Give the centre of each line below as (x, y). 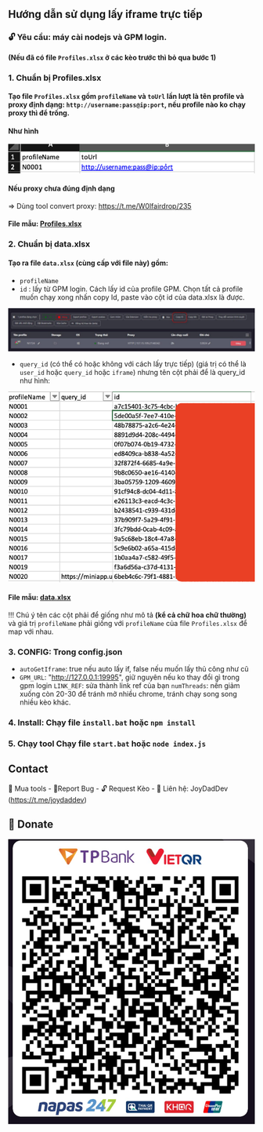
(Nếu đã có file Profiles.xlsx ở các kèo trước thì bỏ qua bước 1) (112, 57)
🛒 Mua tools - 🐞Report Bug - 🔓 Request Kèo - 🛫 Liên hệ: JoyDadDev (118, 788)
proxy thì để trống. (39, 113)
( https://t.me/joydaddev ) (48, 799)
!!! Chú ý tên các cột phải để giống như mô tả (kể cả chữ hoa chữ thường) (127, 615)
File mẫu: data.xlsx (40, 598)
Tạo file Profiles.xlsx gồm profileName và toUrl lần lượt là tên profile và (126, 96)
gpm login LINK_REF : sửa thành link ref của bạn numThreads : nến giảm (130, 686)
